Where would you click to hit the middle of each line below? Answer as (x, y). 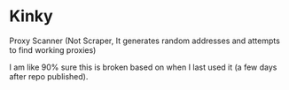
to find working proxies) (53, 49)
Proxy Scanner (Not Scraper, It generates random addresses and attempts (145, 41)
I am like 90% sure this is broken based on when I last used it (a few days (143, 67)
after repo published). (49, 76)
